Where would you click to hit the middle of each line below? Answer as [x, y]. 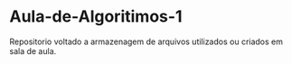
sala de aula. [33, 50]
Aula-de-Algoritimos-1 [96, 17]
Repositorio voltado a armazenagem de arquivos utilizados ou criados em [146, 41]
